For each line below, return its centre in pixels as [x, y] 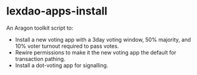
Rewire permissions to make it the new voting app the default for [96, 52]
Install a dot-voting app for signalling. [62, 65]
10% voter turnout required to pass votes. [67, 46]
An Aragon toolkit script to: [40, 28]
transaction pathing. [40, 59]
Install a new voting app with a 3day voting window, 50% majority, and [103, 39]
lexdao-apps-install [57, 11]
